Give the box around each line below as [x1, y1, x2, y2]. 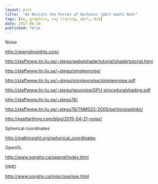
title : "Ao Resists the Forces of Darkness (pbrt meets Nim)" [5, 12, 138, 17]
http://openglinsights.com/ [5, 49, 59, 55]
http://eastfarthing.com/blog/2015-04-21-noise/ [5, 116, 103, 122]
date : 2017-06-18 [5, 21, 41, 26]
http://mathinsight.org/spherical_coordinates [5, 135, 96, 141]
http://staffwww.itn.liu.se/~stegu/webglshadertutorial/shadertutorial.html [5, 58, 153, 64]
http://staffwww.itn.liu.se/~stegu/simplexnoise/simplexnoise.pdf [5, 78, 136, 84]
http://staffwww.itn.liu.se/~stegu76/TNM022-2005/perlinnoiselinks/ [5, 106, 143, 112]
